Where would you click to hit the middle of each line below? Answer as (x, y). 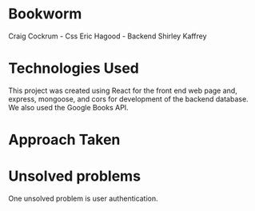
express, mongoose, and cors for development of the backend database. (129, 99)
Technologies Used (74, 68)
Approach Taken (64, 140)
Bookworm (45, 14)
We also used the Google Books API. (69, 107)
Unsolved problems (75, 176)
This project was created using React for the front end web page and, (123, 90)
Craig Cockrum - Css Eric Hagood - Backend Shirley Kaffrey (108, 36)
